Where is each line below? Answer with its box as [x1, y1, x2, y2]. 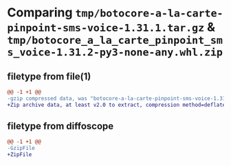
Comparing [7, 5, 73, 21]
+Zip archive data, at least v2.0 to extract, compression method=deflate [7, 101, 226, 108]
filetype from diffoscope [7, 120, 114, 132]
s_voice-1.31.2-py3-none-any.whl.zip [7, 46, 223, 59]
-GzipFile [7, 145, 36, 152]
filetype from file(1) [7, 71, 91, 82]
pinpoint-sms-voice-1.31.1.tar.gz [7, 22, 205, 35]
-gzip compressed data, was [7, 94, 88, 102]
